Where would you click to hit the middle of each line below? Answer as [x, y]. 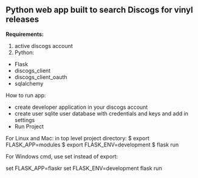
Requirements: [25, 34]
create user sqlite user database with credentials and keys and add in [101, 113]
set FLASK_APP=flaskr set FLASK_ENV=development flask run [84, 168]
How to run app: [26, 95]
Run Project [29, 126]
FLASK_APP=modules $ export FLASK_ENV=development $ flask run [92, 145]
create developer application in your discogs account [81, 107]
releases [22, 20]
